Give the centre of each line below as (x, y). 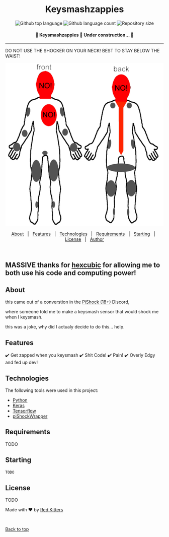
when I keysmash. (24, 317)
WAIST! (13, 56)
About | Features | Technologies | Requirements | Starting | (83, 234)
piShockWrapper (30, 416)
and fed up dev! (22, 362)
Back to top (17, 529)
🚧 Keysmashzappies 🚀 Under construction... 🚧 (84, 35)
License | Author (84, 239)
